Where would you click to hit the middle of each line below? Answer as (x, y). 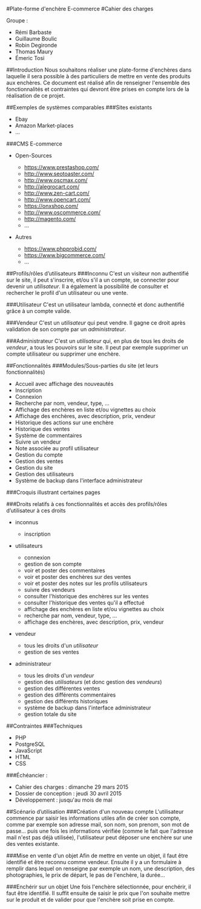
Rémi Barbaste (33, 32)
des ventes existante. (33, 844)
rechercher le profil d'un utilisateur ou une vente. (67, 293)
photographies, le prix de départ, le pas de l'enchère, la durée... (86, 875)
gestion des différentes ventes (62, 688)
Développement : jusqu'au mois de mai (64, 800)
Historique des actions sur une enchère (64, 422)
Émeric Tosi (30, 58)
